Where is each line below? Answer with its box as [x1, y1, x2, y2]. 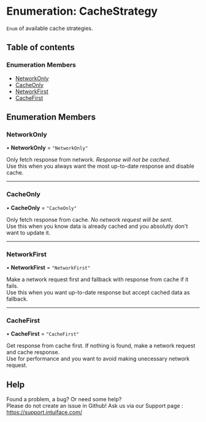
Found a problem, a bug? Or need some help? [6, 396, 122, 403]
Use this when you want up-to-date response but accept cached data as [6, 288, 190, 296]
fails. [6, 282, 19, 289]
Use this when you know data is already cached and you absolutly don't [6, 222, 188, 230]
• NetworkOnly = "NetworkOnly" [6, 144, 88, 151]
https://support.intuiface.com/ [6, 409, 83, 416]
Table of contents [6, 42, 75, 53]
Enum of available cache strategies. [6, 24, 93, 32]
